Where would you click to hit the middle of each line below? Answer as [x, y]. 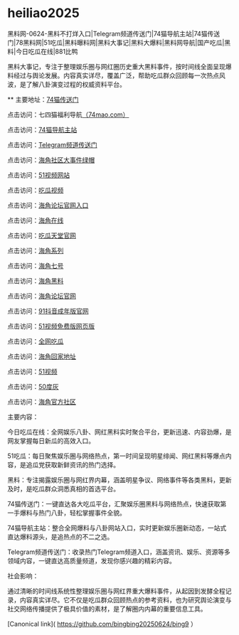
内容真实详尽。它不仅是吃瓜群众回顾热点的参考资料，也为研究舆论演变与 [126, 599]
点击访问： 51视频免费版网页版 [51, 326]
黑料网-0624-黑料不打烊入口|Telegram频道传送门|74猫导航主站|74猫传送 [114, 33]
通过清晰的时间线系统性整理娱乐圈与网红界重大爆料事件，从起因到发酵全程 [116, 591]
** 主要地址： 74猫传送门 [43, 99]
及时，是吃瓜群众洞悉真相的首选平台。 [63, 489]
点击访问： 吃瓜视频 [36, 190]
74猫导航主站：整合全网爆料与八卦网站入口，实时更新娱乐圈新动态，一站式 [117, 528]
